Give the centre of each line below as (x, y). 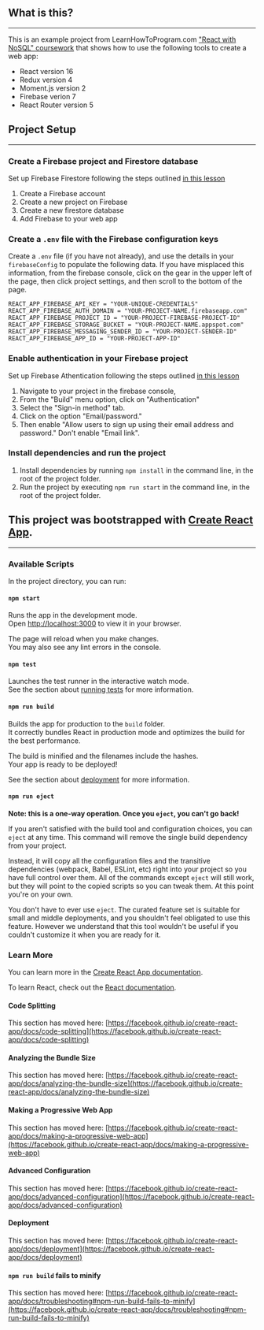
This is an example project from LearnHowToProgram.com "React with (122, 39)
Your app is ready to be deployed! (63, 764)
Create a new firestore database (71, 210)
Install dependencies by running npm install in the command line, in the (136, 470)
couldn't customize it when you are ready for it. (84, 934)
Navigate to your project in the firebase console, (97, 391)
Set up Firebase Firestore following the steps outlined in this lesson (117, 178)
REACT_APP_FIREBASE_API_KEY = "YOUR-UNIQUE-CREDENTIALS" (103, 304)
